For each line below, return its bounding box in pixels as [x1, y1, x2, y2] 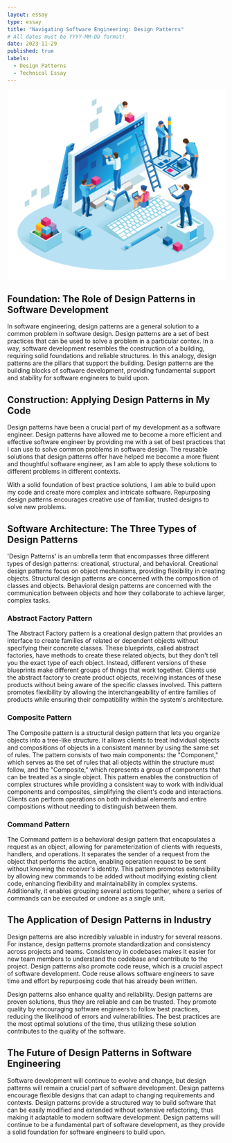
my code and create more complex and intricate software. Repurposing [7, 488, 211, 497]
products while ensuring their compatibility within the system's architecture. [7, 695, 224, 704]
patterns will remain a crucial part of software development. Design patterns [7, 1083, 225, 1092]
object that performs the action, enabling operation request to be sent [7, 857, 206, 865]
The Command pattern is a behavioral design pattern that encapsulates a [7, 835, 216, 843]
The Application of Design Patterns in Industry [7, 914, 212, 926]
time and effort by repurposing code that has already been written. [7, 977, 197, 985]
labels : [7, 55, 30, 62]
